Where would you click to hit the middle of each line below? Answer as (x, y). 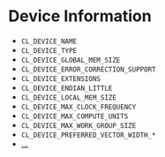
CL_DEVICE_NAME (49, 41)
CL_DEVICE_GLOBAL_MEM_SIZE (71, 60)
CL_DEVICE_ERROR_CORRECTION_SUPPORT (88, 69)
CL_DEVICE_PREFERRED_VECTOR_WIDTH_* (88, 135)
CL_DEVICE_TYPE (49, 50)
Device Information (80, 16)
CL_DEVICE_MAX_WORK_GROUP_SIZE (79, 125)
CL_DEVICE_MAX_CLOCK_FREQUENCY (79, 107)
